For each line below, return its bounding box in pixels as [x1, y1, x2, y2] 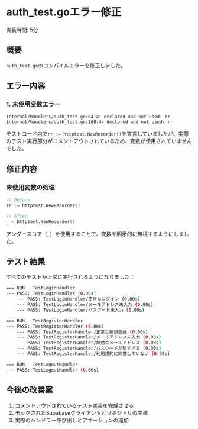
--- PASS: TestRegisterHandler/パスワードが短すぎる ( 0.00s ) [17, 346, 161, 351]
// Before [6, 197, 31, 203]
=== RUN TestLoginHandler [6, 285, 76, 291]
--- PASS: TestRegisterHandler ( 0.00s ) [6, 323, 105, 329]
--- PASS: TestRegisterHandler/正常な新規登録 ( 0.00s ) [17, 329, 148, 335]
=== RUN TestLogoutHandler [6, 362, 78, 367]
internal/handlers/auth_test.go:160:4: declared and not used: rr [6, 119, 173, 125]
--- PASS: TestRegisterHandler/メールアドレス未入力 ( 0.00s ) [17, 334, 161, 340]
